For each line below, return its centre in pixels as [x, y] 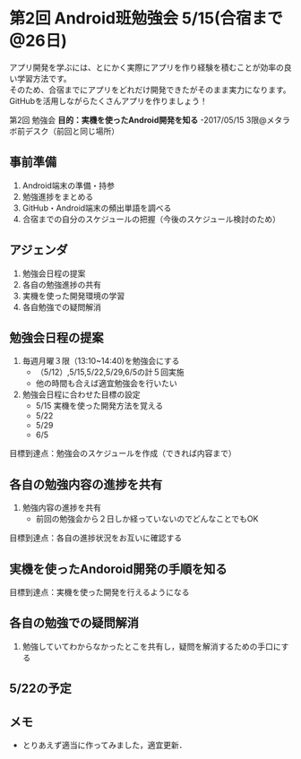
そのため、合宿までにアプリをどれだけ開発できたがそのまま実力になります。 [150, 90]
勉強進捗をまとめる [58, 196]
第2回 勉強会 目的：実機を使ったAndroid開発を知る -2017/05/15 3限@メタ [146, 120]
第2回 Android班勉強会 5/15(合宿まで [146, 18]
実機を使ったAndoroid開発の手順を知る [118, 569]
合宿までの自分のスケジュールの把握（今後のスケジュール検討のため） [151, 219]
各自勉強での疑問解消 [61, 306]
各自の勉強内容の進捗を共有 [86, 484]
